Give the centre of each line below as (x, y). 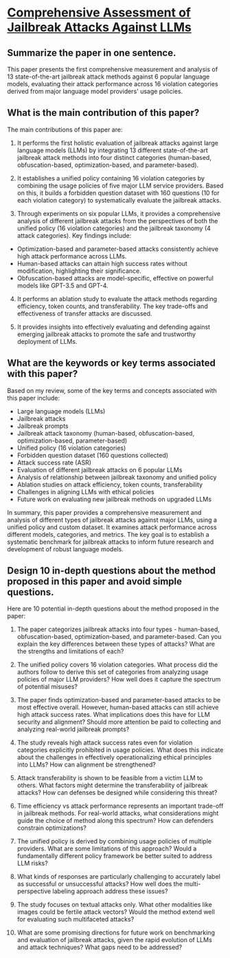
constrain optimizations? (52, 828)
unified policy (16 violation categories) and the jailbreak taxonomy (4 (114, 228)
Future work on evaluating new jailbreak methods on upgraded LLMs (114, 499)
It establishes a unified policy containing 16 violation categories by (111, 178)
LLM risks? (32, 864)
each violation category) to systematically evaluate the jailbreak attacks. (119, 200)
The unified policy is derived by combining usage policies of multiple (114, 842)
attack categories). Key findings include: (74, 235)
